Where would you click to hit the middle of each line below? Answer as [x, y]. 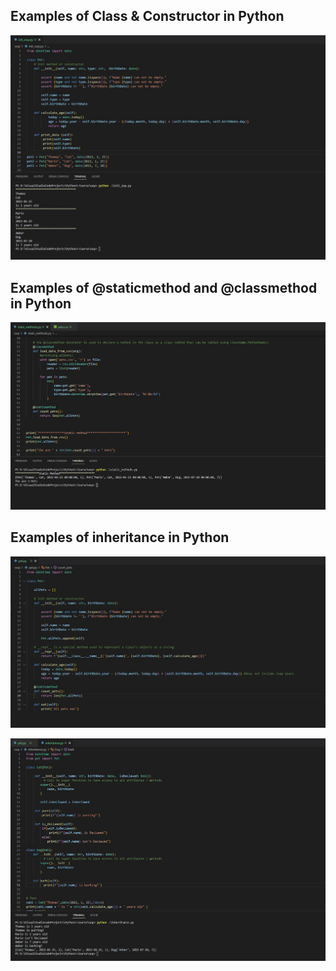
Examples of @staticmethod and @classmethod [164, 287]
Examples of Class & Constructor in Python [147, 16]
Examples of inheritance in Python [120, 537]
